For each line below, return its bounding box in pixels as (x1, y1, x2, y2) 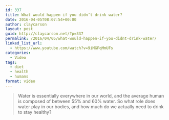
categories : (5, 50, 31, 55)
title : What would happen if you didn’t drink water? (5, 12, 123, 17)
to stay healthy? (17, 109, 52, 115)
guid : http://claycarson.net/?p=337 (5, 31, 83, 36)
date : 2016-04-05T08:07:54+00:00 (5, 17, 77, 22)
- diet (10, 64, 24, 69)
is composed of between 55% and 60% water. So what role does (17, 98, 156, 104)
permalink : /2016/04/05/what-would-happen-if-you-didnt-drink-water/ (5, 36, 157, 41)
